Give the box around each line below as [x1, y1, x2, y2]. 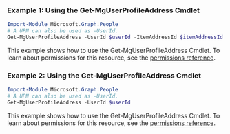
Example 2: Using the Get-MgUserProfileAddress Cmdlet [7, 71, 202, 80]
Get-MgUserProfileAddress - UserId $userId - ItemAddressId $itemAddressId [7, 34, 224, 41]
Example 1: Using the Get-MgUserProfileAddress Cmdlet [7, 5, 200, 15]
